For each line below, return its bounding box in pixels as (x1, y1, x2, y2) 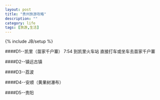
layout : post (5, 7, 31, 12)
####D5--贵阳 (5, 90, 34, 96)
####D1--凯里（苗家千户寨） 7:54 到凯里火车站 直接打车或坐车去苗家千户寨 (5, 49, 156, 54)
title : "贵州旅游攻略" (5, 12, 46, 17)
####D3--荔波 (5, 69, 34, 75)
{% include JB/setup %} (5, 38, 53, 44)
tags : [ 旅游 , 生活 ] (5, 25, 40, 30)
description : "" (5, 16, 38, 21)
